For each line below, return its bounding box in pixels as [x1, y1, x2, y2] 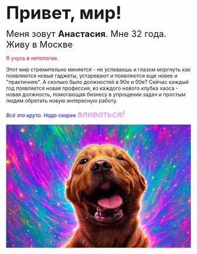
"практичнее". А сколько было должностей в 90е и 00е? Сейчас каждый [6, 79, 189, 85]
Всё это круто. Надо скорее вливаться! [6, 109, 125, 120]
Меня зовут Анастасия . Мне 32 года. [6, 28, 167, 39]
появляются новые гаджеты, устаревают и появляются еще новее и [6, 72, 178, 79]
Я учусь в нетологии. [6, 55, 59, 62]
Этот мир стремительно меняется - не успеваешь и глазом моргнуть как [6, 66, 191, 73]
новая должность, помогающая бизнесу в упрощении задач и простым [6, 91, 186, 98]
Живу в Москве [6, 39, 73, 50]
